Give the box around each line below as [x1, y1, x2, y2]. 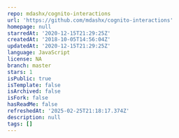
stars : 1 [7, 68, 33, 75]
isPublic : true [7, 75, 52, 82]
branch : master [7, 62, 52, 69]
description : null [7, 114, 61, 121]
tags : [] [7, 120, 33, 128]
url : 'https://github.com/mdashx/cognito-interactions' [7, 17, 173, 24]
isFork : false [7, 95, 49, 102]
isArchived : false [7, 88, 61, 95]
